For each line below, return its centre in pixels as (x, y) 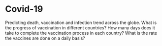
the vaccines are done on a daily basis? (45, 38)
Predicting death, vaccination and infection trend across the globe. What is (81, 23)
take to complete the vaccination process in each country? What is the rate (81, 33)
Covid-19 (24, 9)
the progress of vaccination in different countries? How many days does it (80, 27)
